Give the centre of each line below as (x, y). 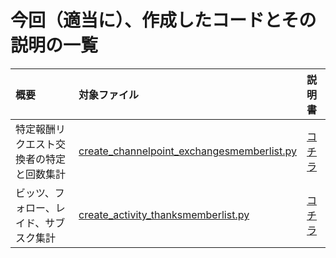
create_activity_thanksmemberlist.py (164, 214)
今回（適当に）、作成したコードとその (163, 20)
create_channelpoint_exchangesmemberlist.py (188, 151)
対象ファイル (109, 94)
